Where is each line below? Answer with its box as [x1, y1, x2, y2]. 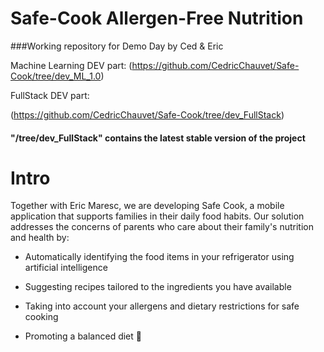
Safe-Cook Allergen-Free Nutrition [10, 7, 304, 30]
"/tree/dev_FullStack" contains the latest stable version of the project [10, 132, 306, 144]
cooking [24, 311, 59, 323]
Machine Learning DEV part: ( [10, 59, 133, 71]
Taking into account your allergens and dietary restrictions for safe [24, 300, 300, 312]
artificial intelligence [24, 262, 108, 274]
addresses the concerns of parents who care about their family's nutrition [10, 221, 315, 233]
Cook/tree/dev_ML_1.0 [10, 70, 102, 82]
